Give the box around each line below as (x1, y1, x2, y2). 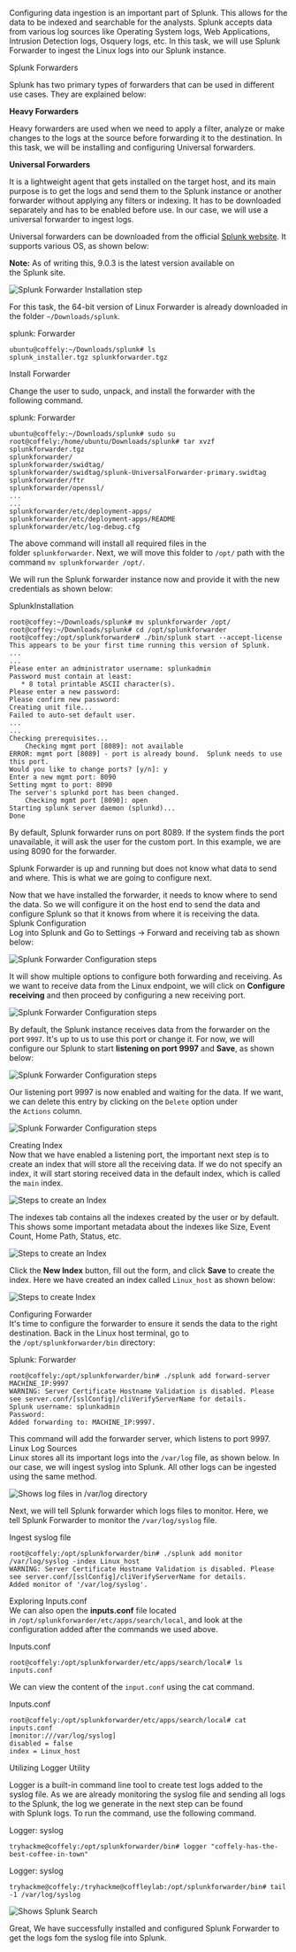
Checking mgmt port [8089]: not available (25, 742, 184, 750)
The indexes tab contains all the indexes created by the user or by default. (9, 1212, 280, 1222)
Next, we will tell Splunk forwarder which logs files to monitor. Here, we (9, 1505, 269, 1516)
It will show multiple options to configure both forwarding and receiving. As (9, 971, 283, 982)
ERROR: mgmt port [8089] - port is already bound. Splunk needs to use (9, 750, 283, 758)
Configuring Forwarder (9, 1309, 93, 1319)
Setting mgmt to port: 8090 (9, 781, 113, 789)
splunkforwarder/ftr (9, 476, 86, 485)
